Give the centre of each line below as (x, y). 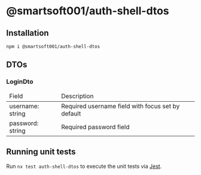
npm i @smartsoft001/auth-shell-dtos (53, 46)
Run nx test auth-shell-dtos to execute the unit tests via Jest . (84, 166)
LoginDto (20, 82)
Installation (28, 33)
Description (77, 96)
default (71, 113)
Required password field (95, 127)
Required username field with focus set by (120, 106)
